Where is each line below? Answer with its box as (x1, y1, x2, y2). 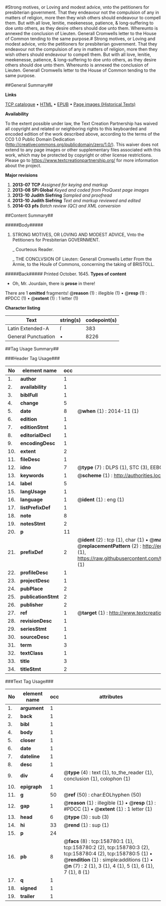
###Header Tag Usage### (5, 355, 60, 361)
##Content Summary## (5, 212, 53, 218)
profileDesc (20, 569, 48, 576)
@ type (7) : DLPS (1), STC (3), (77, 464, 149, 471)
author (20, 376, 37, 382)
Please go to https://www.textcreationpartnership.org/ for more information (5, 157, 159, 163)
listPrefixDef (20, 504, 51, 511)
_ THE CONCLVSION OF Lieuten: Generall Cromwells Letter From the (12, 256, 152, 262)
